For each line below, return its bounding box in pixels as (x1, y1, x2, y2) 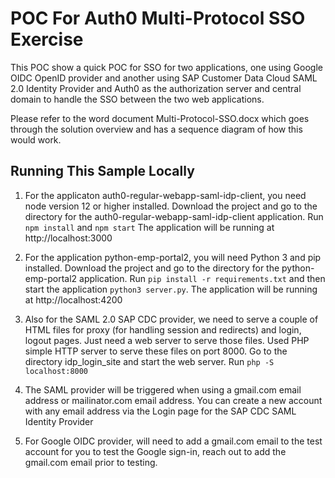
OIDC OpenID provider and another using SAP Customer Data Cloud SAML (10, 72, 318, 84)
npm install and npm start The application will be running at (24, 221, 275, 233)
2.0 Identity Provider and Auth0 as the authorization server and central (10, 82, 302, 94)
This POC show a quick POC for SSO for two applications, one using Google (10, 61, 323, 73)
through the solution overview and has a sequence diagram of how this (10, 123, 303, 135)
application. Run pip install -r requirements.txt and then (79, 272, 326, 284)
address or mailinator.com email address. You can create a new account (24, 394, 323, 406)
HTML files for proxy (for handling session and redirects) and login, (24, 323, 302, 336)
